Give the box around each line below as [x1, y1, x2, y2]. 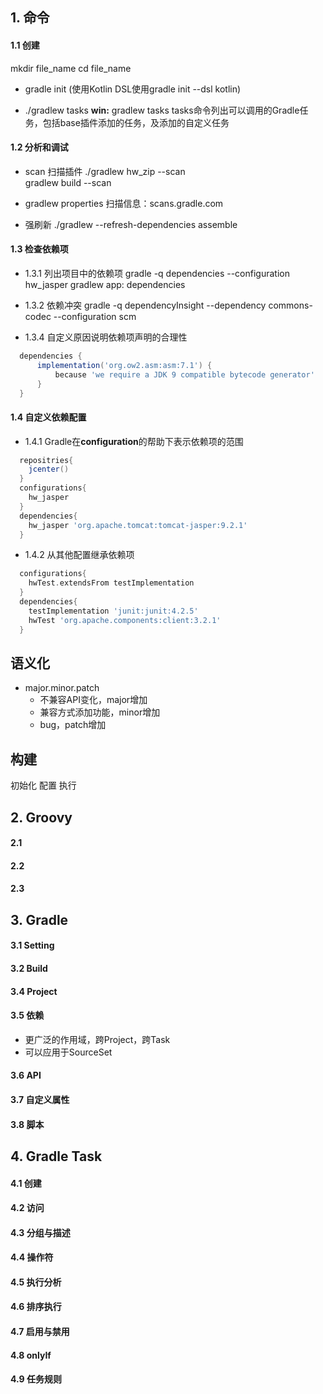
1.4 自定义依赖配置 [10, 411, 87, 423]
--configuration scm [53, 311, 137, 322]
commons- [268, 299, 313, 311]
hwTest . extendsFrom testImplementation [28, 578, 195, 588]
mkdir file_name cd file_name [10, 62, 132, 74]
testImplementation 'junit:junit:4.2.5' [28, 606, 199, 616]
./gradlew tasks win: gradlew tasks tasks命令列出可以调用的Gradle [24, 104, 300, 116]
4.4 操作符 [10, 1251, 54, 1263]
